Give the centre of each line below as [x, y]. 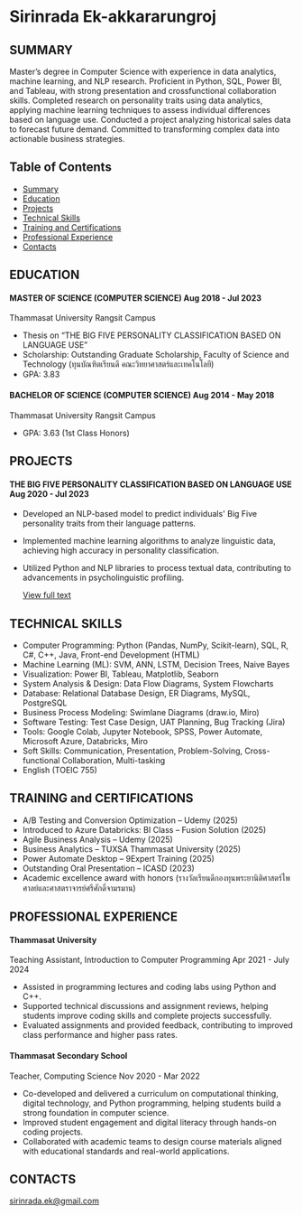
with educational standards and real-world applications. [126, 1151]
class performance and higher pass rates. [100, 1035]
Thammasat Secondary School [69, 1056]
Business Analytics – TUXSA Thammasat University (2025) [132, 849]
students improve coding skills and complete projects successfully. [147, 1016]
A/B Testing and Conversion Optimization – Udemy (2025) [130, 820]
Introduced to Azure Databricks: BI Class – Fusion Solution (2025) [144, 829]
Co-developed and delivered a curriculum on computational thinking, [151, 1093]
